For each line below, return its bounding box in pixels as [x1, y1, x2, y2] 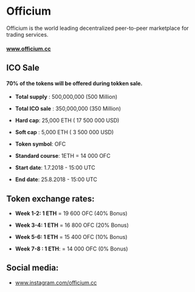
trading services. [6, 30, 49, 38]
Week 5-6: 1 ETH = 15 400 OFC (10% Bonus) [15, 233, 128, 240]
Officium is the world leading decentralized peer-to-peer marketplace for [6, 24, 190, 32]
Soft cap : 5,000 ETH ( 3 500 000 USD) [15, 129, 114, 136]
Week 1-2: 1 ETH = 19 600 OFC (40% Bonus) [15, 209, 128, 217]
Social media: [6, 263, 59, 273]
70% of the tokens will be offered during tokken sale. [6, 79, 143, 87]
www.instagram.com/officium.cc [15, 279, 97, 286]
